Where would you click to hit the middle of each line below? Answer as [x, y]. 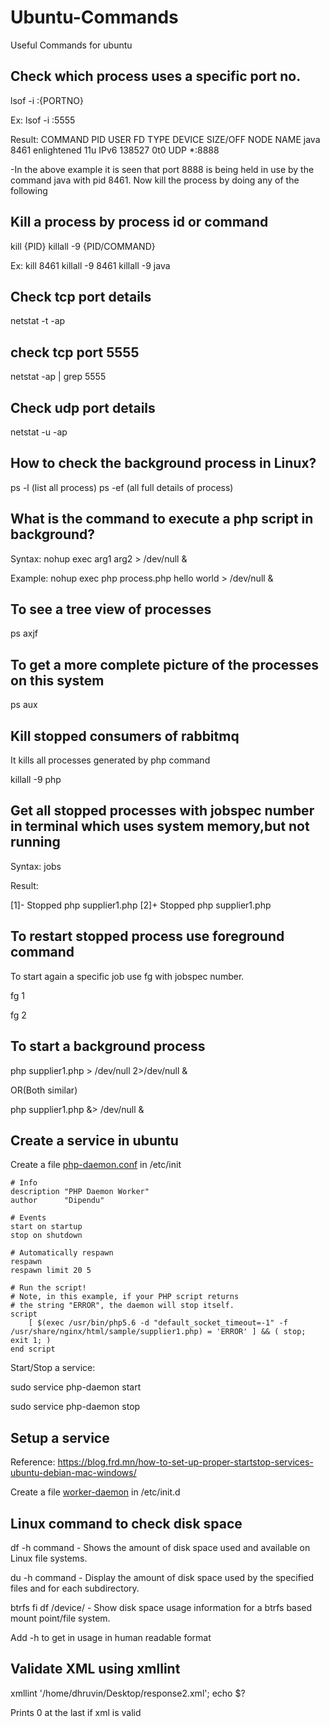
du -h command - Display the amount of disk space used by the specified [162, 1577]
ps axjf [24, 633]
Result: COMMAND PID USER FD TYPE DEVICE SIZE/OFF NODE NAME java [165, 139]
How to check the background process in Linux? [163, 463]
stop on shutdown [46, 1236]
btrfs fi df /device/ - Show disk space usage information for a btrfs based [161, 1607]
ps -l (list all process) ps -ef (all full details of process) [122, 487]
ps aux [24, 705]
